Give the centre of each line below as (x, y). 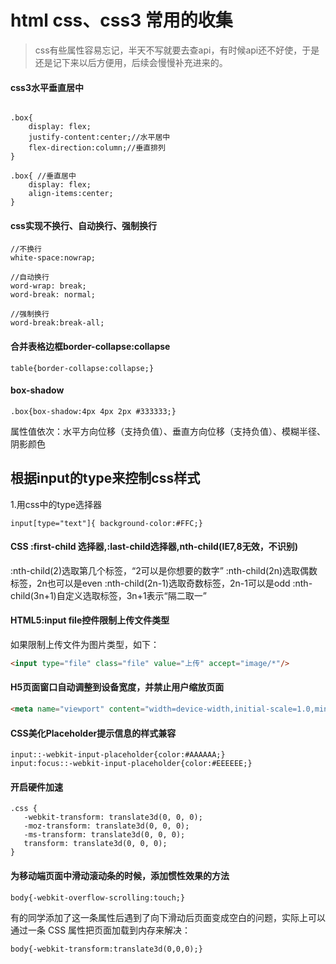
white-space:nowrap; (53, 258)
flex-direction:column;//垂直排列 (97, 148)
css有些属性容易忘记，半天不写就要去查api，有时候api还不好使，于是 (177, 50)
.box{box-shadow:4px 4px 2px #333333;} (93, 411)
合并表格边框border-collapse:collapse (90, 346)
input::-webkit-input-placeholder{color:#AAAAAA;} (118, 755)
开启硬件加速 (36, 787)
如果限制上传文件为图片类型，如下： (85, 644)
